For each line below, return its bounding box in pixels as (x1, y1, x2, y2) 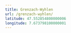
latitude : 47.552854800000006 (5, 16, 67, 21)
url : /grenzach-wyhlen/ (5, 12, 53, 16)
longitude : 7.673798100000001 (5, 20, 67, 26)
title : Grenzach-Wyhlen (5, 7, 53, 12)
